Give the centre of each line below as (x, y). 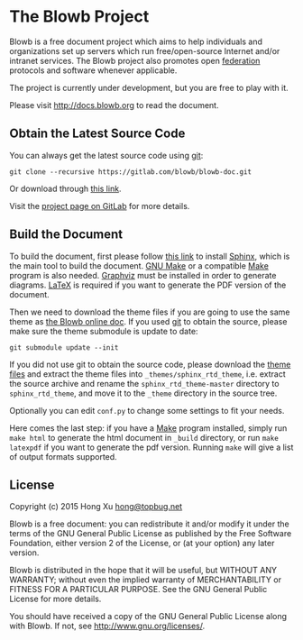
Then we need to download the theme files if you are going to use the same (150, 312)
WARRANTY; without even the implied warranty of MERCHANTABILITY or (146, 580)
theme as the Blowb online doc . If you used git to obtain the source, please (148, 321)
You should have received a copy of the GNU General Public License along (148, 617)
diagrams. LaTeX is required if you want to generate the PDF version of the (148, 285)
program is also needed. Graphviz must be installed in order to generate (143, 275)
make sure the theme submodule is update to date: (104, 331)
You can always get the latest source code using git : (106, 155)
